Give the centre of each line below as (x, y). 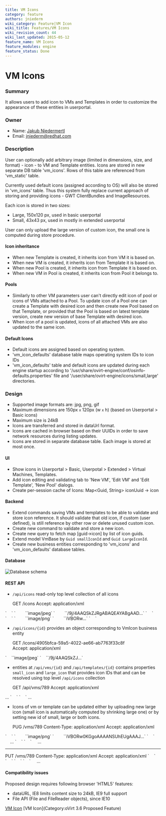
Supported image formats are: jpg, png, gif (56, 405)
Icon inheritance (22, 246)
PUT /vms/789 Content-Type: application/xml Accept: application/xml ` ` (80, 756)
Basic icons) (25, 415)
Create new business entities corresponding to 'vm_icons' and (76, 544)
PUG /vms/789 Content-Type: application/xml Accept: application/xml (83, 727)
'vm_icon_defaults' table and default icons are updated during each (81, 365)
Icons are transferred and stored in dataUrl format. (63, 426)
